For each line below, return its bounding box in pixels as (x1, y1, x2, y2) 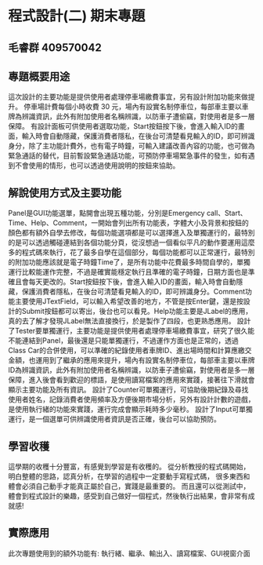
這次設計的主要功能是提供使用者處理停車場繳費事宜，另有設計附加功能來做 (8, 92, 248, 102)
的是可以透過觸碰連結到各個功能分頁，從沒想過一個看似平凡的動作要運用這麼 (8, 238, 255, 247)
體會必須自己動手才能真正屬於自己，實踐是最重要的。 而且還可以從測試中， (8, 482, 250, 491)
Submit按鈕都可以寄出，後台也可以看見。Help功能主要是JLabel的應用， (21, 307, 253, 316)
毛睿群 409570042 (8, 41, 102, 54)
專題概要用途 (8, 70, 70, 83)
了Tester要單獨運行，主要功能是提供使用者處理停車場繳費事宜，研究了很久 (8, 326, 248, 336)
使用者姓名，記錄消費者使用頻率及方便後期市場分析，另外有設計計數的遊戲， (8, 395, 255, 404)
